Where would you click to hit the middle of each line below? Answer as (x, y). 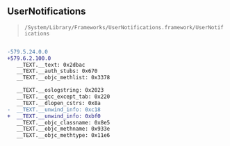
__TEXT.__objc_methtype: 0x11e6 (63, 136)
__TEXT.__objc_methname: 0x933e (63, 129)
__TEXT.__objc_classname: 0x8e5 (63, 122)
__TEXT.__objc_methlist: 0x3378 (63, 78)
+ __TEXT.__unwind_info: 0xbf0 (54, 116)
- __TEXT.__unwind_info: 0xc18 (54, 109)
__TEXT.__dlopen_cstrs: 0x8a (58, 103)
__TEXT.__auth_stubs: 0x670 (57, 71)
